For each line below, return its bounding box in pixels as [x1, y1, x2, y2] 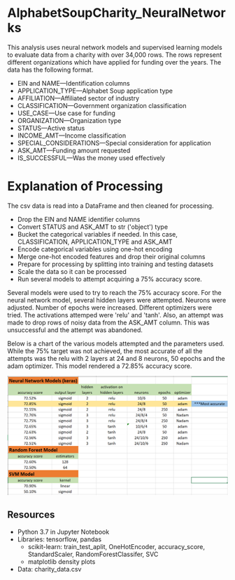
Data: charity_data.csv [17, 565, 82, 573]
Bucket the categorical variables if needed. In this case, [17, 230, 178, 238]
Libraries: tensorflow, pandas [17, 535, 102, 543]
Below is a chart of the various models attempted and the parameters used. [7, 339, 225, 348]
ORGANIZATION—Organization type [17, 116, 122, 124]
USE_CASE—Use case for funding [17, 109, 115, 117]
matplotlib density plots [27, 557, 96, 566]
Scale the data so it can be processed [17, 267, 127, 275]
